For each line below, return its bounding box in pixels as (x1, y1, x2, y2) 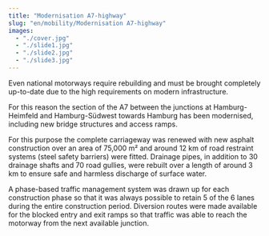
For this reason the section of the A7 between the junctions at (8, 102, 212, 112)
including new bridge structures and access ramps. (8, 119, 178, 129)
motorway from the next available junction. (8, 218, 150, 228)
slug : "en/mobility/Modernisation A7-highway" (8, 19, 167, 27)
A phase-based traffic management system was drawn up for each (8, 184, 230, 194)
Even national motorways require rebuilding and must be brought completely (8, 78, 261, 88)
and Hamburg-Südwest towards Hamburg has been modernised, (39, 110, 254, 120)
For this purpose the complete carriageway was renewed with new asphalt (8, 134, 255, 144)
